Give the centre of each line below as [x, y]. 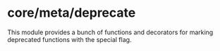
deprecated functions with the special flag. [69, 39]
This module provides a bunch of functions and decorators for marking [110, 32]
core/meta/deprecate [72, 13]
